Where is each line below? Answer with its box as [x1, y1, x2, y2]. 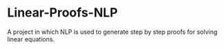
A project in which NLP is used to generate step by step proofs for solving [7, 28, 218, 36]
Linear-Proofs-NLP [7, 5, 118, 21]
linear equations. [7, 35, 55, 43]
